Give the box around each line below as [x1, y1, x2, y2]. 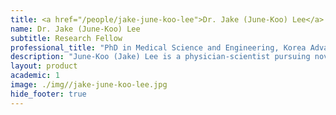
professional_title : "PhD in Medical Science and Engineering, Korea [10, 42, 307, 53]
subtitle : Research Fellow [10, 33, 123, 43]
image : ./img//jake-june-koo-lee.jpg [10, 80, 168, 90]
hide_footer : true [10, 89, 87, 99]
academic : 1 [10, 71, 60, 81]
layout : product [10, 61, 78, 71]
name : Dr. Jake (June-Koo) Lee [10, 24, 141, 34]
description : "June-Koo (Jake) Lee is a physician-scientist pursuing [10, 52, 311, 62]
